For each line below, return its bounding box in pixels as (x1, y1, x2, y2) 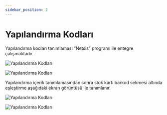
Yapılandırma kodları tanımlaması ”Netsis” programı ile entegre (5, 45, 134, 51)
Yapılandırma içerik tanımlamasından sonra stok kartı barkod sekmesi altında (5, 79, 163, 85)
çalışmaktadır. (5, 50, 34, 56)
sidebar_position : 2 (5, 7, 48, 12)
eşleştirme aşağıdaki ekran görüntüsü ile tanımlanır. (5, 85, 111, 91)
